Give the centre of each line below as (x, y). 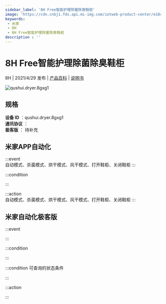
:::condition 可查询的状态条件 (35, 268)
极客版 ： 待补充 (21, 130)
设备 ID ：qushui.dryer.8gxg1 (34, 117)
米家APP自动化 (28, 147)
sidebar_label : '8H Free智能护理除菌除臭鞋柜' (50, 10)
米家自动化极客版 (31, 217)
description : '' (23, 38)
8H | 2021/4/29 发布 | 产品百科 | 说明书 (44, 78)
